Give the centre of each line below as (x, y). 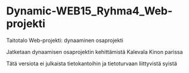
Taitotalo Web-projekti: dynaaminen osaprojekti (65, 40)
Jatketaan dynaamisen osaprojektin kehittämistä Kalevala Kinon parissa (94, 51)
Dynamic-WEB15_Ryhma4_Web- (89, 11)
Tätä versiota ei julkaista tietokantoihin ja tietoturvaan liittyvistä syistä (92, 63)
